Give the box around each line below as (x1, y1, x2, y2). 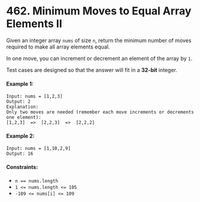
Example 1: (6, 80, 34, 88)
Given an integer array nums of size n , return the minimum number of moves (6, 37, 192, 44)
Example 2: (6, 132, 35, 139)
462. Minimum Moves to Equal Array (6, 4, 192, 18)
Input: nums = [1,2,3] (6, 94, 63, 100)
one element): (6, 114, 42, 120)
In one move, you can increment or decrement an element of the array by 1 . (6, 55, 193, 62)
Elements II (6, 17, 63, 31)
